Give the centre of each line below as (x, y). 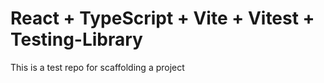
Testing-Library (76, 39)
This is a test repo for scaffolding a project (97, 67)
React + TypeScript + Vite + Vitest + (162, 18)
